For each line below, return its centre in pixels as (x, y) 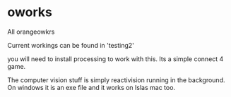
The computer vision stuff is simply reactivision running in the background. (116, 80)
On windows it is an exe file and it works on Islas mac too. (91, 87)
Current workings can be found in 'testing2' (71, 45)
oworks (30, 12)
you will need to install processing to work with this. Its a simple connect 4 (115, 59)
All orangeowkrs (31, 32)
